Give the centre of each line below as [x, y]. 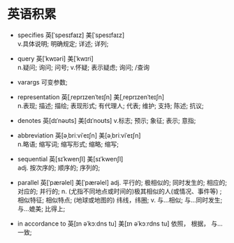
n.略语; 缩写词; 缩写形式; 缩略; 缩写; [68, 144]
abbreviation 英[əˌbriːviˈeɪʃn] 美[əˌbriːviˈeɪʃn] [79, 135]
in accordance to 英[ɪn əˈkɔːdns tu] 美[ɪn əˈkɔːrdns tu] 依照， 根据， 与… [120, 223]
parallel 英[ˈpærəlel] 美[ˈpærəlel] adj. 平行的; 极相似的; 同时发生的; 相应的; [122, 182]
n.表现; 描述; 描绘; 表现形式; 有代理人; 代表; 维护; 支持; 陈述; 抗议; [110, 105]
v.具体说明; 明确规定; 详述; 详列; [63, 43]
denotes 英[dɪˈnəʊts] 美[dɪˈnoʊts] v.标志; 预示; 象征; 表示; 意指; [107, 120]
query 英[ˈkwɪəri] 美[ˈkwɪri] [56, 58]
